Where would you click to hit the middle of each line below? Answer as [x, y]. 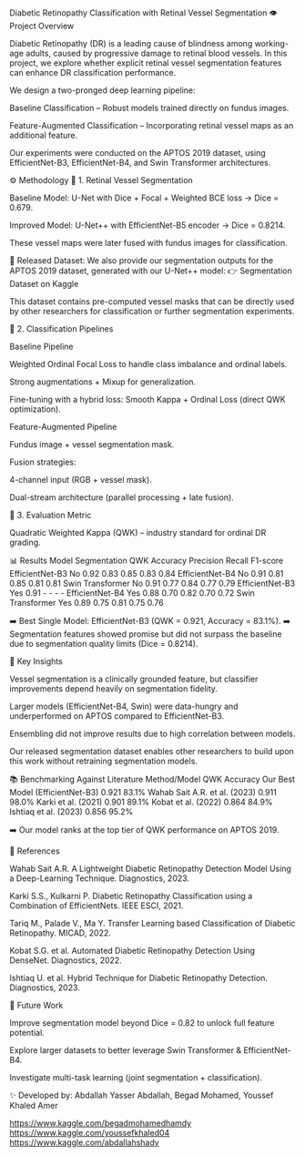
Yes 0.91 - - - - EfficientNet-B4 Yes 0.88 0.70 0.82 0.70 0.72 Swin [132, 593]
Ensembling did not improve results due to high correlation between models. [152, 733]
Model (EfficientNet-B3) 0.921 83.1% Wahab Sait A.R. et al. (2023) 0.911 [143, 792]
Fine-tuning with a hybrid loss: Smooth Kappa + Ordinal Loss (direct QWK [147, 399]
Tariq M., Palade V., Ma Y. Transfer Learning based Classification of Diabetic [152, 923]
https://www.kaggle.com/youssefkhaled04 [90, 1133]
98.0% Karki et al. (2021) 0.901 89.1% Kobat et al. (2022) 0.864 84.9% [141, 802]
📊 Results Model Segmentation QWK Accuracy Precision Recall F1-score [147, 560]
